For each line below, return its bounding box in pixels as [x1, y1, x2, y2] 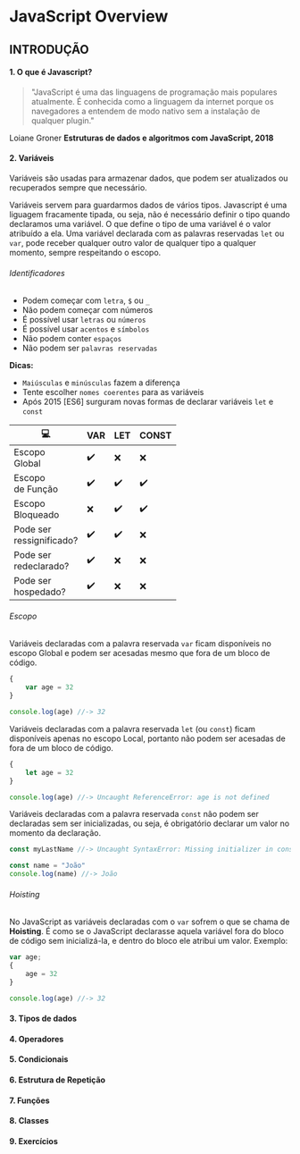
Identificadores [9, 267, 65, 278]
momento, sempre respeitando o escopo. [9, 247, 162, 257]
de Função [13, 483, 59, 495]
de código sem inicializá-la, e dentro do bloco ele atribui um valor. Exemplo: [9, 936, 288, 947]
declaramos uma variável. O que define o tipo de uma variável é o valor [9, 218, 271, 229]
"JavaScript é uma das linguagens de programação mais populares [30, 87, 278, 97]
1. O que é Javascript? [9, 67, 93, 78]
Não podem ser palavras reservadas [21, 342, 158, 354]
